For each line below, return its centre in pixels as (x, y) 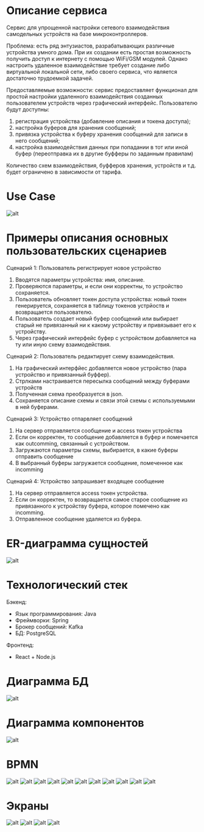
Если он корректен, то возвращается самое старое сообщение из (101, 499)
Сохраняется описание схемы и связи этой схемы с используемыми (105, 400)
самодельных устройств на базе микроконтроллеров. (77, 34)
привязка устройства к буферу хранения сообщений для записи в (101, 134)
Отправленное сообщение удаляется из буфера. (78, 519)
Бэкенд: (17, 602)
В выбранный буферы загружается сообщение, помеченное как (99, 463)
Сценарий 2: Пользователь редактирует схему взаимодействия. (90, 356)
